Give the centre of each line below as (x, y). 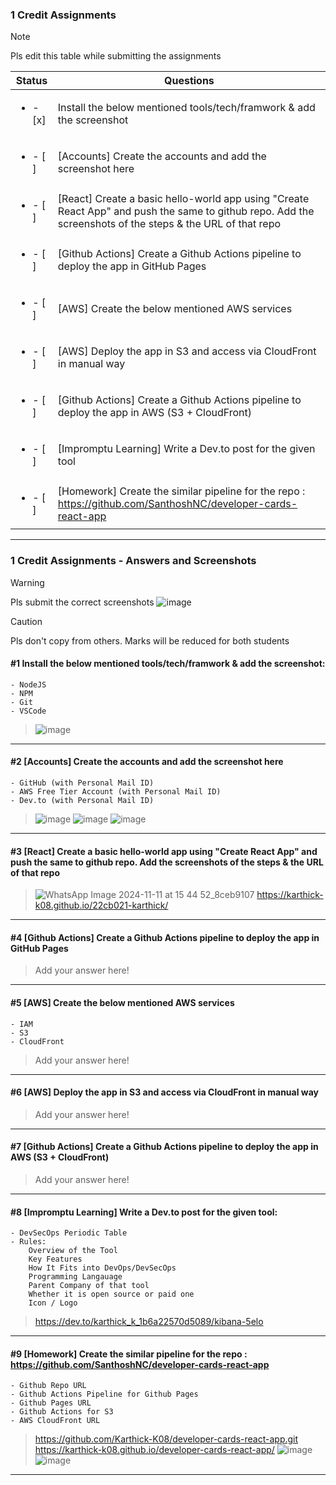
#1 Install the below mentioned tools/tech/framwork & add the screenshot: (168, 664)
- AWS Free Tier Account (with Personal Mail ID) (116, 792)
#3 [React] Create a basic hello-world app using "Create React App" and (164, 851)
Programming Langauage (75, 1277)
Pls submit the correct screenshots (82, 602)
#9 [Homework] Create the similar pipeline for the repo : (129, 1354)
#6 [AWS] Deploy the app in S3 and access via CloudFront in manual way (165, 1092)
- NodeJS (28, 684)
